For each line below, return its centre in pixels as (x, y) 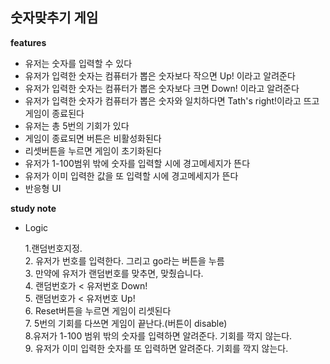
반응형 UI (43, 188)
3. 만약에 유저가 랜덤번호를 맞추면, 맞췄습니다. (114, 273)
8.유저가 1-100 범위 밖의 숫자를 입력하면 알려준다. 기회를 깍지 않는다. (158, 335)
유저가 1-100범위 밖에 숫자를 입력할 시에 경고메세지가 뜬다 (137, 163)
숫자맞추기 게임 (54, 18)
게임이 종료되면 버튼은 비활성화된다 (93, 138)
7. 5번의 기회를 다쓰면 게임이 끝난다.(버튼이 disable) (126, 323)
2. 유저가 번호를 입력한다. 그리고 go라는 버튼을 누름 (124, 260)
